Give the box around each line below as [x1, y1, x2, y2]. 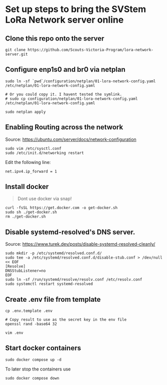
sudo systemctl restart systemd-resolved [5, 282, 93, 287]
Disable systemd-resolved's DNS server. [5, 228, 135, 236]
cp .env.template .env [5, 308, 53, 314]
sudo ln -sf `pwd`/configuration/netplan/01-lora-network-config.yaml [5, 79, 156, 84]
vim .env [5, 330, 24, 335]
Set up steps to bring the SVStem [5, 4, 146, 15]
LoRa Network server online [5, 14, 124, 26]
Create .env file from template [5, 295, 101, 304]
